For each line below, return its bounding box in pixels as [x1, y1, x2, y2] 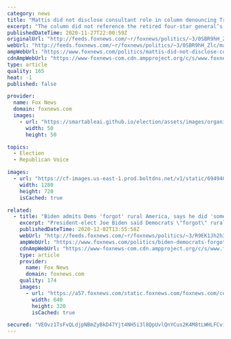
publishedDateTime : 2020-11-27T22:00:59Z [7, 29, 128, 36]
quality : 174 [19, 277, 57, 284]
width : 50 [25, 124, 54, 131]
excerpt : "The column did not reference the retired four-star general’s [7, 23, 223, 30]
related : [7, 207, 32, 214]
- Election [13, 150, 45, 157]
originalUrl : [7, 36, 45, 43]
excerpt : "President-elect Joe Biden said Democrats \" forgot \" [19, 219, 208, 227]
